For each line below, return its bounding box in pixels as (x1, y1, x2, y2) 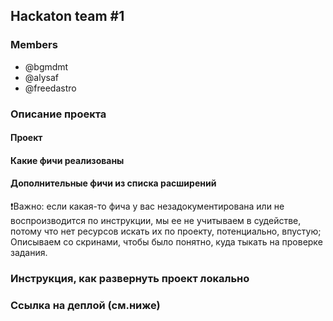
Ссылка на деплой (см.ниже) (10, 298, 161, 312)
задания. (10, 247, 48, 258)
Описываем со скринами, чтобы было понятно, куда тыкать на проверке (10, 236, 323, 248)
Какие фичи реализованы (10, 154, 125, 166)
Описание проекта (10, 107, 107, 121)
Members (10, 38, 58, 52)
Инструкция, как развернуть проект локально (10, 271, 250, 285)
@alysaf (24, 71, 59, 83)
